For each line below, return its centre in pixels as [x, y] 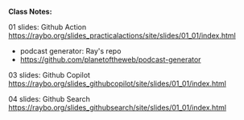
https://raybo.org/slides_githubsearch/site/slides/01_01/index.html [118, 108]
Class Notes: [30, 12]
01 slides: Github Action [48, 27]
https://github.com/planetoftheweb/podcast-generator [110, 60]
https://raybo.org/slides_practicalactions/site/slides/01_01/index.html [122, 36]
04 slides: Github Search [50, 99]
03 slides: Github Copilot [50, 75]
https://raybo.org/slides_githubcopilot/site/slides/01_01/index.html [118, 84]
